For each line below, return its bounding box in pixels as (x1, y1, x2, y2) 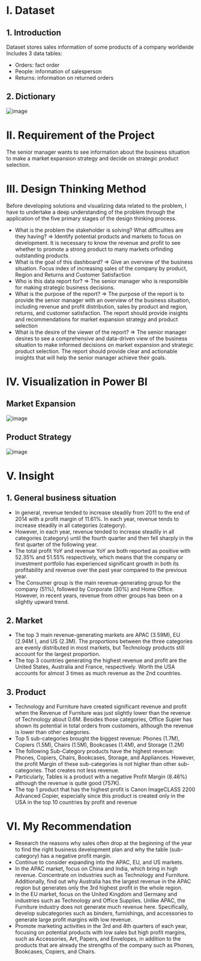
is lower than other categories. (14, 729, 91, 736)
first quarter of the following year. (14, 541, 98, 548)
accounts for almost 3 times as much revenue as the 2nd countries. (14, 670, 182, 677)
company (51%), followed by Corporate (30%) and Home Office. (14, 585, 174, 592)
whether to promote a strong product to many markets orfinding (14, 246, 173, 253)
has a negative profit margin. (40, 852, 112, 860)
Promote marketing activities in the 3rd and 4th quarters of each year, (14, 923, 188, 930)
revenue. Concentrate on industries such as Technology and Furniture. (14, 872, 190, 879)
